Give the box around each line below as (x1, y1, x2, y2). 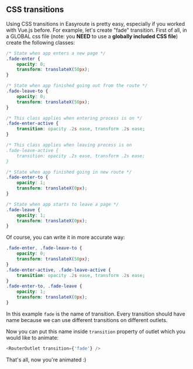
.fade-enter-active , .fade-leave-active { (6, 267, 111, 273)
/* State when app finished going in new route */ (6, 169, 132, 175)
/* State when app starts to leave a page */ (6, 201, 119, 207)
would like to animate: (6, 334, 59, 341)
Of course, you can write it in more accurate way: (6, 234, 125, 241)
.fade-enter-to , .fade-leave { (6, 283, 82, 289)
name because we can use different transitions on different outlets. (6, 316, 168, 323)
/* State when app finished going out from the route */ (6, 83, 148, 89)
